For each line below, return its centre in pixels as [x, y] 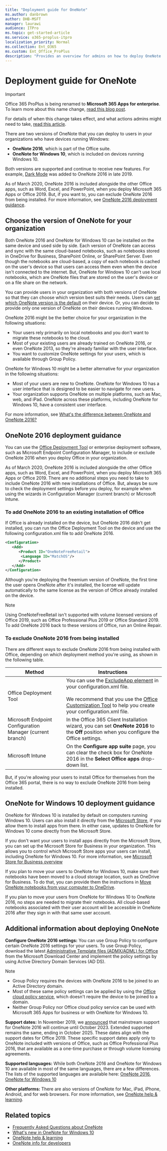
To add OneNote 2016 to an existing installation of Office [75, 512]
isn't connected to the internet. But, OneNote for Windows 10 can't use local [83, 272]
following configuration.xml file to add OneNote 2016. [60, 533]
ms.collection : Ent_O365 [31, 47]
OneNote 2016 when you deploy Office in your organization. [67, 457]
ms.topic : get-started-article [38, 33]
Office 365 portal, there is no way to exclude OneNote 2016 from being [78, 782]
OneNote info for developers [42, 1143]
